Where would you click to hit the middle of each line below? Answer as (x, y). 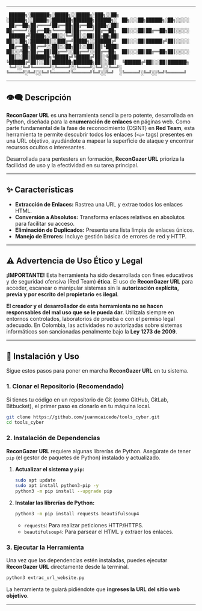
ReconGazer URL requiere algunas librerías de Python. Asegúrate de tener (99, 451)
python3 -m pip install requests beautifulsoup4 (77, 514)
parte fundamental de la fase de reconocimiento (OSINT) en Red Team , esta (101, 128)
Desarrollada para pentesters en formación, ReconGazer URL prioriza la (95, 159)
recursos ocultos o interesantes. (46, 147)
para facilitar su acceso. (45, 223)
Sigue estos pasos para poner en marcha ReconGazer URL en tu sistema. (97, 371)
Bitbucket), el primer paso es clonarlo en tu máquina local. (78, 406)
